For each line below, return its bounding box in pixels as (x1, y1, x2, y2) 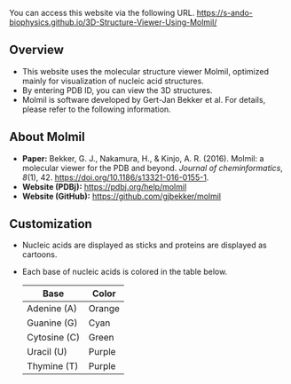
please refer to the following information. (21, 104, 171, 114)
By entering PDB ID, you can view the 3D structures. (21, 84, 213, 96)
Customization (9, 216, 93, 231)
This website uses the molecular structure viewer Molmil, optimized (21, 66, 269, 76)
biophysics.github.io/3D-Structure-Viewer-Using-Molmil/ (9, 17, 217, 27)
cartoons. (21, 249, 58, 260)
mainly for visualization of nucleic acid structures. (21, 75, 204, 86)
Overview (9, 43, 65, 58)
